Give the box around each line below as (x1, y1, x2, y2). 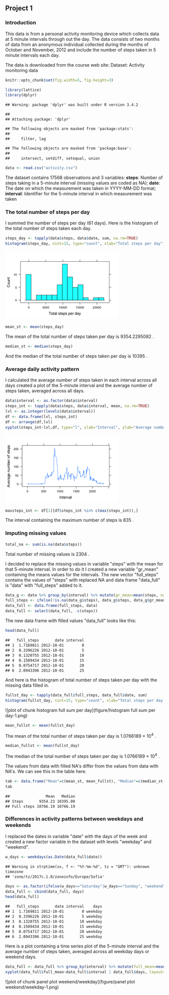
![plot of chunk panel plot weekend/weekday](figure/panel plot (5, 979, 135, 985)
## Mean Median (5, 794, 75, 799)
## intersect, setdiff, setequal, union (5, 156, 100, 161)
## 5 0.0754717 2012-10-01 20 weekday (5, 929, 102, 934)
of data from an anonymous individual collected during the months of (5, 41, 149, 47)
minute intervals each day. (5, 52, 60, 58)
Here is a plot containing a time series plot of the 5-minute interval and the (5, 943, 159, 949)
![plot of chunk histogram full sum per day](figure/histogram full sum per (5, 707, 156, 713)
